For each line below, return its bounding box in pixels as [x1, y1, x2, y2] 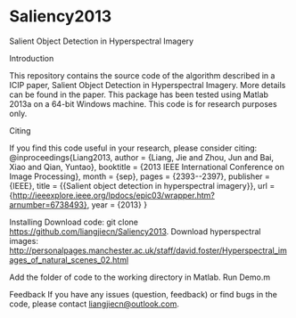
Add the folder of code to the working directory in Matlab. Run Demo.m [9, 272, 270, 282]
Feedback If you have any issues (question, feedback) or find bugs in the [9, 289, 278, 299]
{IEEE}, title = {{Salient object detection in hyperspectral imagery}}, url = [9, 180, 275, 191]
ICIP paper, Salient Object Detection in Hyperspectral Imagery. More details [9, 79, 286, 90]
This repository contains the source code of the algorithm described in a [9, 69, 275, 81]
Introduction [9, 53, 54, 63]
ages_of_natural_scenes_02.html [9, 254, 129, 265]
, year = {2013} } [86, 199, 148, 210]
